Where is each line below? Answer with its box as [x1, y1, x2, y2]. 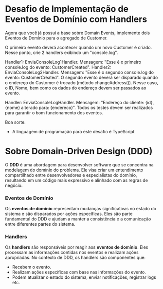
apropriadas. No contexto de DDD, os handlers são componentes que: [5, 254, 146, 261]
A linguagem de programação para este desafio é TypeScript [12, 128, 135, 134]
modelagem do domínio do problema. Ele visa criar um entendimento [5, 167, 144, 173]
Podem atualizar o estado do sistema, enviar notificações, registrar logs [12, 274, 157, 280]
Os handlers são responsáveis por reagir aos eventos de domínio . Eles [5, 244, 148, 250]
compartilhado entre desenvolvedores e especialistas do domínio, [5, 172, 137, 178]
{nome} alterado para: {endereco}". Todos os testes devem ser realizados [5, 105, 153, 110]
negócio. [5, 182, 23, 188]
